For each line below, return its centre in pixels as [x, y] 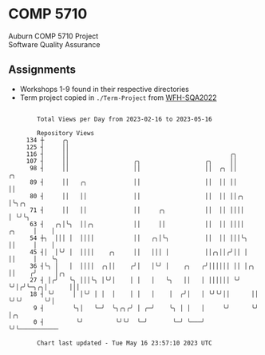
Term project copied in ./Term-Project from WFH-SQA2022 [118, 98]
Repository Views [65, 133]
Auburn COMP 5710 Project [53, 36]
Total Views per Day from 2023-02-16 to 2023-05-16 [125, 119]
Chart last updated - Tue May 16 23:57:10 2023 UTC [125, 343]
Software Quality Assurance [54, 44]
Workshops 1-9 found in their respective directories [104, 89]
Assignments [42, 70]
